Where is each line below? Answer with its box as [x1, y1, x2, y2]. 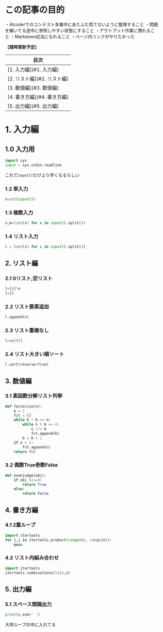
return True [22, 482, 47, 487]
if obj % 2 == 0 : [14, 478, 42, 483]
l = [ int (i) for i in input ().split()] [5, 244, 86, 249]
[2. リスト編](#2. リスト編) [7, 75, 69, 82]
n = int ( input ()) [5, 197, 36, 202]
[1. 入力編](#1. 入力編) [7, 66, 59, 73]
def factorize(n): [5, 404, 42, 409]
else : [14, 486, 25, 492]
